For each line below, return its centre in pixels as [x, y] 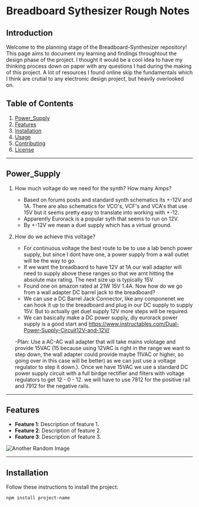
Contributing [30, 143]
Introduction [30, 33]
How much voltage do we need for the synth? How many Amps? [93, 188]
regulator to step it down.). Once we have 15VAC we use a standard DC [101, 367]
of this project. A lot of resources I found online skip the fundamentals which [99, 72]
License [24, 149]
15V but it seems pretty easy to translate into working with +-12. [101, 212]
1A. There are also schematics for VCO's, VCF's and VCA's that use [105, 206]
